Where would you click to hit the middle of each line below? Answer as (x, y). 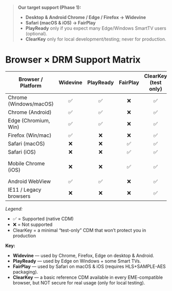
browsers (19, 196)
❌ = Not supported (33, 224)
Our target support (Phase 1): (49, 7)
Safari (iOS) (22, 152)
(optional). (36, 34)
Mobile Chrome (26, 163)
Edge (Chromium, (29, 120)
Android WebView (29, 181)
